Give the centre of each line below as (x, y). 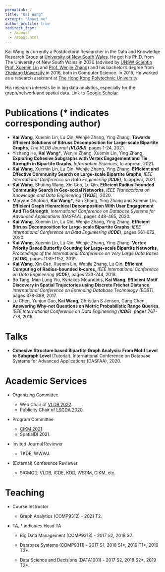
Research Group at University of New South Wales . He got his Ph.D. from (80, 57)
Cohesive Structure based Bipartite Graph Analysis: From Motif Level (85, 350)
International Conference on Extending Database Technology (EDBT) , (83, 290)
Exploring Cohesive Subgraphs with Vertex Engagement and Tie (80, 158)
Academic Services (46, 381)
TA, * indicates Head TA (37, 526)
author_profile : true (27, 24)
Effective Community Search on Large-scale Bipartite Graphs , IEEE (82, 174)
